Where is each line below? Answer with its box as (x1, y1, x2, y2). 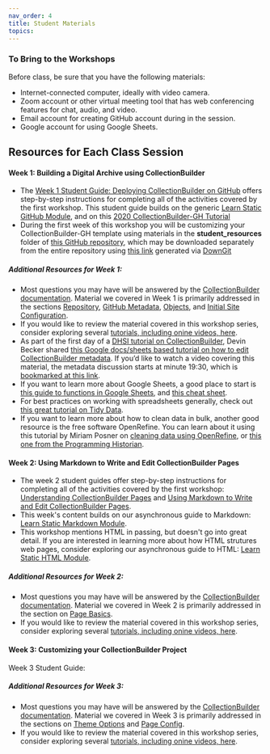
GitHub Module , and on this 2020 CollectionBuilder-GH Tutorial (19, 212, 230, 221)
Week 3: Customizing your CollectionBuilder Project (8, 645, 188, 655)
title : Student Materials (8, 19, 95, 27)
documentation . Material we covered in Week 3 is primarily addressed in (19, 710, 261, 720)
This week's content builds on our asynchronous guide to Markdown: (19, 510, 251, 520)
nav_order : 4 (8, 11, 53, 20)
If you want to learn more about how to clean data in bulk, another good (19, 414, 259, 423)
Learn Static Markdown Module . (19, 519, 128, 529)
